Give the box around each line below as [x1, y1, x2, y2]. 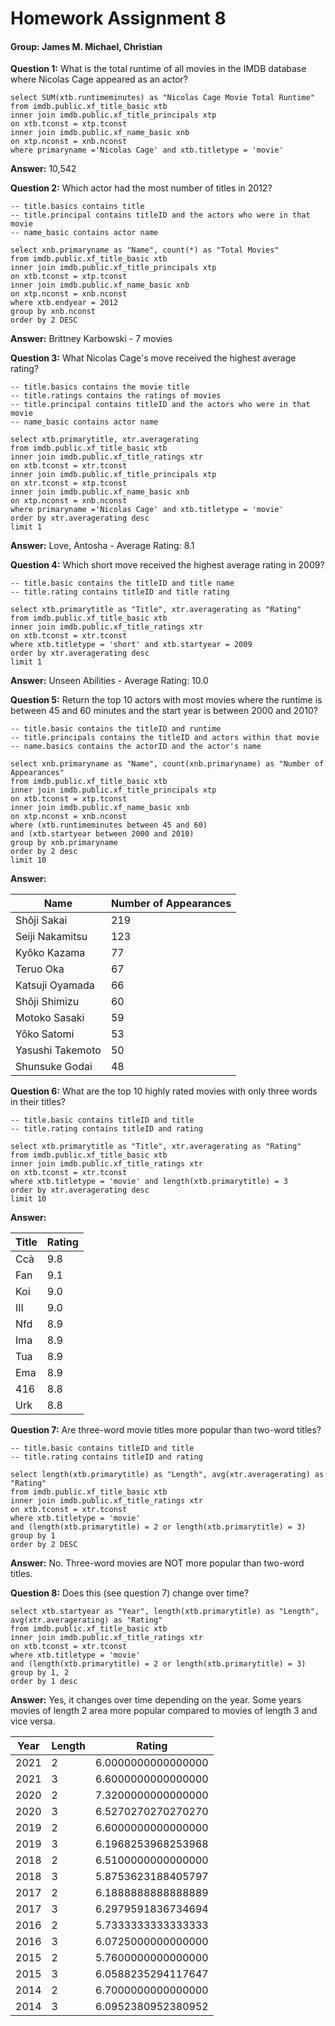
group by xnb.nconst [10, 307, 97, 317]
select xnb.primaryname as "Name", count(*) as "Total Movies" [10, 245, 280, 256]
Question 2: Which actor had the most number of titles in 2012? [10, 182, 273, 194]
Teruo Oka [15, 962, 65, 976]
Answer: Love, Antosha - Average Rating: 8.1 [10, 540, 195, 552]
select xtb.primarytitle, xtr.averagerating [10, 435, 199, 445]
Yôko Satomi [15, 1027, 75, 1041]
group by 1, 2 [10, 1668, 70, 1678]
